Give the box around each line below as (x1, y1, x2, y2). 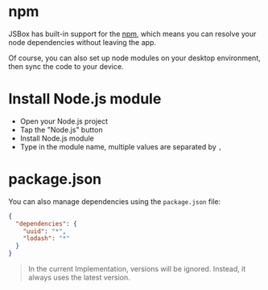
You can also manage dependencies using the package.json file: (8, 196, 221, 206)
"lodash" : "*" (23, 235, 70, 243)
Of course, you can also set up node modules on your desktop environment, (8, 53, 261, 63)
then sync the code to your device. (8, 61, 124, 71)
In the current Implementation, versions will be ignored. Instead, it (27, 264, 246, 274)
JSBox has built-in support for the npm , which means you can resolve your (8, 29, 257, 39)
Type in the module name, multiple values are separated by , (19, 141, 223, 151)
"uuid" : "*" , (23, 227, 67, 235)
